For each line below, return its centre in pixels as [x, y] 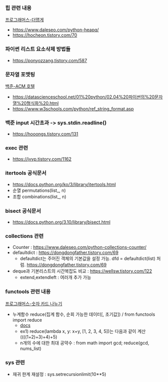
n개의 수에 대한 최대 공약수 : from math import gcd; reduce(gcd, [85, 343]
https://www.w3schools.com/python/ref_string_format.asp [73, 108]
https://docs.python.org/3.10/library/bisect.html [61, 222]
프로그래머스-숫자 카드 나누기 [34, 303]
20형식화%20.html [40, 103]
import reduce [27, 320]
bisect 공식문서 [23, 211]
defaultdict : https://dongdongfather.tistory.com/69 [65, 252]
